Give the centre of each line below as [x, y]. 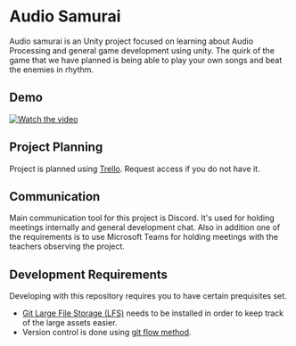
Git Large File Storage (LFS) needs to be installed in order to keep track [153, 313]
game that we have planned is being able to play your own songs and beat [146, 60]
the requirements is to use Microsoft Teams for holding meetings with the [144, 237]
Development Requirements [88, 274]
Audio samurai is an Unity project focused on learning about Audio [132, 41]
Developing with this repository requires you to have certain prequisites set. [148, 296]
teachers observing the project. [67, 246]
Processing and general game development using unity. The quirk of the [142, 50]
